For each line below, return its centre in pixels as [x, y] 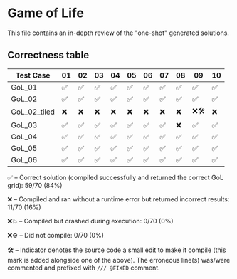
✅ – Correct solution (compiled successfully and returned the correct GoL [116, 177]
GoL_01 [24, 87]
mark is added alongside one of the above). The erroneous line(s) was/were [119, 260]
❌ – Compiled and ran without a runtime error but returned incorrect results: [118, 199]
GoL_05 [24, 148]
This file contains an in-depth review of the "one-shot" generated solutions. [118, 33]
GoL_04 [24, 137]
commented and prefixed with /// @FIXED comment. [84, 268]
